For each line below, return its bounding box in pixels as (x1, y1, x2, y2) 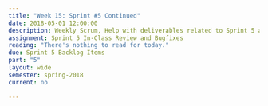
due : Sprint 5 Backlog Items (8, 49, 105, 57)
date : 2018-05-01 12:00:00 (8, 19, 98, 27)
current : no (8, 78, 48, 86)
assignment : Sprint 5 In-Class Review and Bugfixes (8, 33, 183, 42)
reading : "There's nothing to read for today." (8, 41, 170, 49)
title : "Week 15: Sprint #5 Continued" (8, 11, 141, 20)
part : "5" (8, 57, 41, 65)
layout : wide (8, 64, 52, 72)
